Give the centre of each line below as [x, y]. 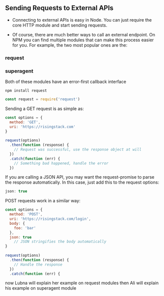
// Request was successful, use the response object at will [78, 150]
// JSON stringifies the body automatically [60, 242]
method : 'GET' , [25, 122]
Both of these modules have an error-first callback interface [66, 82]
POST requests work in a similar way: [43, 201]
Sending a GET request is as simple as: [45, 108]
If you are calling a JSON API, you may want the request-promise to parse [80, 177]
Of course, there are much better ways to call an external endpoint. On [84, 34]
